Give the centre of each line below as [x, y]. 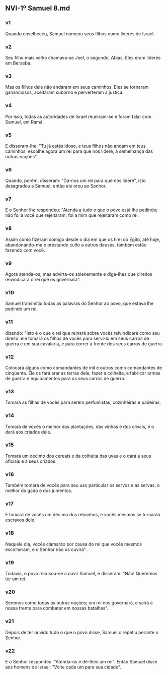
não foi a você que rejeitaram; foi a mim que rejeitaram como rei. [72, 215]
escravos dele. [21, 520]
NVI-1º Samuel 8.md [38, 8]
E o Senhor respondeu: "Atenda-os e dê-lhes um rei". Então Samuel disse [81, 661]
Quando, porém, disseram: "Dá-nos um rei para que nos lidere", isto [75, 180]
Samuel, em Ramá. [25, 122]
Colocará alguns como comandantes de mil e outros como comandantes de [84, 367]
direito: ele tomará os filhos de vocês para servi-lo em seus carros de [77, 338]
